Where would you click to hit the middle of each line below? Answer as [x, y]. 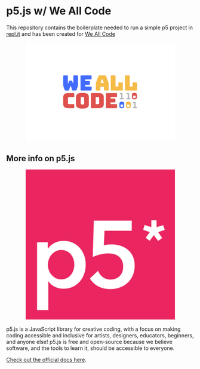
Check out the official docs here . [46, 360]
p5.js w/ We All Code [59, 11]
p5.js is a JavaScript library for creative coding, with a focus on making [93, 329]
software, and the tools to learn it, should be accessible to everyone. [90, 348]
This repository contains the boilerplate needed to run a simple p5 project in [99, 27]
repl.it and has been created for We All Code [61, 33]
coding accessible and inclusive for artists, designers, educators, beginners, [100, 336]
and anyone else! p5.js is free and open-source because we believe [90, 342]
